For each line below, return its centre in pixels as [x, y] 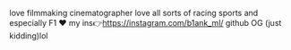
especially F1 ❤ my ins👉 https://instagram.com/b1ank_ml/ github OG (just [145, 23]
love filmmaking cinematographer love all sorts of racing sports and [134, 13]
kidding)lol [29, 36]
